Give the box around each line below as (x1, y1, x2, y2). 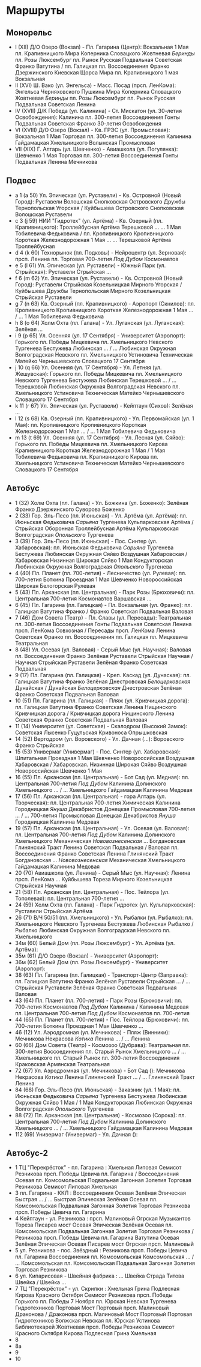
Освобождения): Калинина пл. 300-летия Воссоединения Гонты (14, 113, 180, 121)
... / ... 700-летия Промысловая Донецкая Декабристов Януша (14, 812, 176, 819)
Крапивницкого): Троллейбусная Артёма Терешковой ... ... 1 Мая (14, 223, 181, 231)
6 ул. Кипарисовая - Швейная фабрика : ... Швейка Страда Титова (14, 1272, 185, 1279)
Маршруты (6, 4, 65, 17)
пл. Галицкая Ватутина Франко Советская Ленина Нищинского (14, 703, 177, 710)
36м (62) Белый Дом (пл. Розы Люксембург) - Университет (14, 958, 168, 965)
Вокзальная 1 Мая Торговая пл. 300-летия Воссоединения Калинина (14, 133, 192, 140)
